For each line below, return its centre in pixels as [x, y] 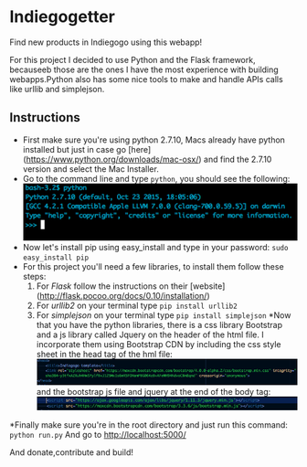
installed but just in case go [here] [87, 149]
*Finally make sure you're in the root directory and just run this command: [148, 425]
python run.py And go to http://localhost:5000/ [98, 434]
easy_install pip [56, 258]
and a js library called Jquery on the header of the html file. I [150, 334]
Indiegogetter [63, 17]
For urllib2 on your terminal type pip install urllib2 [137, 305]
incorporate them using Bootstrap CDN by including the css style [159, 344]
